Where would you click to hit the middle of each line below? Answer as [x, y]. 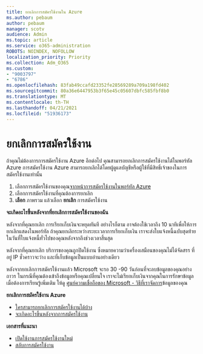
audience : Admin [27, 35]
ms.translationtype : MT [36, 97]
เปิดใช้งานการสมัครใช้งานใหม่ [44, 338]
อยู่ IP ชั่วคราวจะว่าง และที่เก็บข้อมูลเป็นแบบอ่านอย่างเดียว [63, 257]
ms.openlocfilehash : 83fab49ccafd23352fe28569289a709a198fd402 [88, 86]
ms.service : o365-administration [48, 46]
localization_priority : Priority [48, 57]
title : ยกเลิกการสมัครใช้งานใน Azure [45, 12]
